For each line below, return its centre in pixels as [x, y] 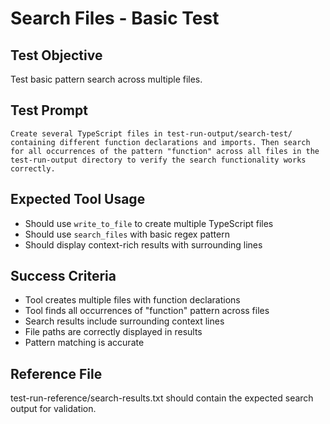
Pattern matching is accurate [84, 343]
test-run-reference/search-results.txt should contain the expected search [162, 398]
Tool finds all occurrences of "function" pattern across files [147, 311]
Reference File [56, 373]
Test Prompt [49, 110]
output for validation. [53, 409]
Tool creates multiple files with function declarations [132, 300]
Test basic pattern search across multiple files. [106, 79]
